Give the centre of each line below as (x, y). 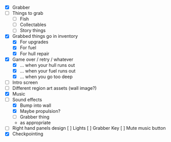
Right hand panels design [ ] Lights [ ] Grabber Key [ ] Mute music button (89, 128)
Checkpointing (28, 134)
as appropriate (35, 123)
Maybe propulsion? (40, 111)
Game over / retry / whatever (43, 59)
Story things (33, 31)
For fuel (28, 48)
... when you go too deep (46, 77)
